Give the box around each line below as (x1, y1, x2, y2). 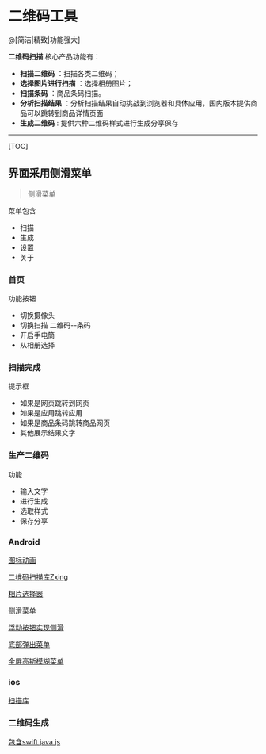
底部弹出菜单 (8, 639, 50, 649)
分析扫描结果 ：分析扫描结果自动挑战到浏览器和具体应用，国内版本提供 (19, 98, 251, 108)
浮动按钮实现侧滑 (8, 622, 64, 632)
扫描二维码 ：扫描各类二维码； (19, 68, 120, 78)
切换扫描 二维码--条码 (19, 320, 91, 330)
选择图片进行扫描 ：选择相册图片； (19, 78, 133, 88)
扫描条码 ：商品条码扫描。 (19, 88, 105, 98)
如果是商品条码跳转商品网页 (19, 418, 111, 428)
